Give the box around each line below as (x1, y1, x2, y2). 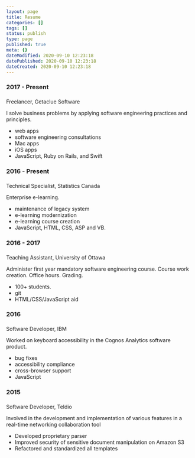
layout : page (6, 8, 38, 15)
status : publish (6, 31, 46, 37)
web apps (14, 128, 40, 135)
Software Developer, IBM (6, 326, 67, 333)
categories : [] (6, 20, 44, 25)
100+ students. (14, 283, 51, 290)
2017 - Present (6, 83, 49, 92)
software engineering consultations (14, 134, 102, 141)
